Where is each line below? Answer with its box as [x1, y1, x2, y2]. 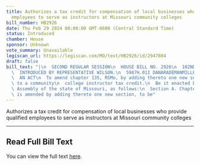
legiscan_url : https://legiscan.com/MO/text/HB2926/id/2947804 [6, 53, 167, 59]
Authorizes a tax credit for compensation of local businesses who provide [6, 107, 187, 115]
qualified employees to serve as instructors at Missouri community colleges [6, 114, 192, 121]
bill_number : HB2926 [6, 20, 58, 26]
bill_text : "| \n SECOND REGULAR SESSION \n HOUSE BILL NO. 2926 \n [6, 64, 177, 70]
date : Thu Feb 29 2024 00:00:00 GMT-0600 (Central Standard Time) [6, 25, 174, 31]
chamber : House [6, 36, 44, 42]
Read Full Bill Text [6, 137, 73, 147]
